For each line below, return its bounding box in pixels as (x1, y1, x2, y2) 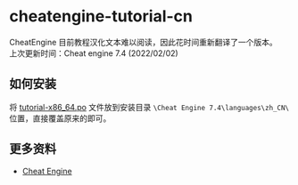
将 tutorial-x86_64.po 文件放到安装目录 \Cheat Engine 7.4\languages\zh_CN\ (9, 101, 290, 112)
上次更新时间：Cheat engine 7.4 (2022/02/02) (9, 47, 178, 59)
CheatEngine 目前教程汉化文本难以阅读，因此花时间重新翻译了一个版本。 (9, 36, 278, 47)
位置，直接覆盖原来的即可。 (9, 113, 112, 124)
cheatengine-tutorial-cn (9, 6, 194, 27)
